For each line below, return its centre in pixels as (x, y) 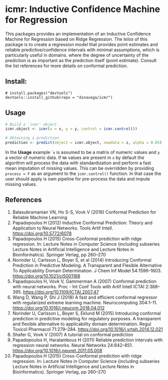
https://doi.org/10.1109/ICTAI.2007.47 (61, 292)
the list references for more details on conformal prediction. (67, 66)
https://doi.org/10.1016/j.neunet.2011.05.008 (57, 350)
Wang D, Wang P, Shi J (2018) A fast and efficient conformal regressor (85, 297)
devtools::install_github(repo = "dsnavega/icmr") (59, 97)
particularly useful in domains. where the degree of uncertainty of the (77, 55)
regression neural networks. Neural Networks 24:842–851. (73, 345)
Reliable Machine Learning (40, 217)
